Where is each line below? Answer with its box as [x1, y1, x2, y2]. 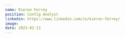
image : [5, 21, 19, 26]
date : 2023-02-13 [5, 26, 41, 31]
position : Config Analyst [5, 12, 58, 17]
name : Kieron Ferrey [5, 7, 48, 12]
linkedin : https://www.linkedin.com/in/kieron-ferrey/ [5, 16, 121, 21]
